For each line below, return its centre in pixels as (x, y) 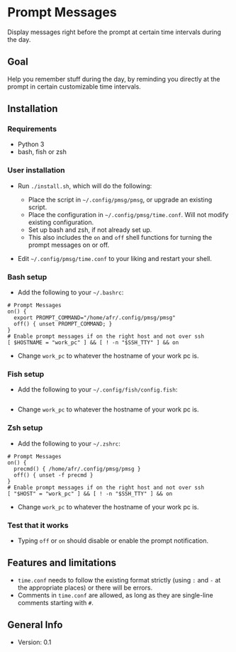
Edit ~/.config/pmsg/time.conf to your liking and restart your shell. (115, 258)
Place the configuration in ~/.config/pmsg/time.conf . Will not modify (128, 214)
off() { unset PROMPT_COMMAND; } (63, 324)
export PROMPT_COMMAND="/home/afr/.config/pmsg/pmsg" (95, 318)
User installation (36, 170)
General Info (35, 625)
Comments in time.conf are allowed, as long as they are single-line (116, 595)
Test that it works (38, 525)
